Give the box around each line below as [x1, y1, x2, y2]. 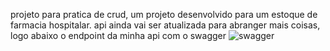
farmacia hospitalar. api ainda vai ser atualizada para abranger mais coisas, [10, 19, 321, 31]
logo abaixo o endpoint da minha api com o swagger [10, 30, 227, 41]
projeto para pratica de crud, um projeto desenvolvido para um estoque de [10, 9, 318, 20]
